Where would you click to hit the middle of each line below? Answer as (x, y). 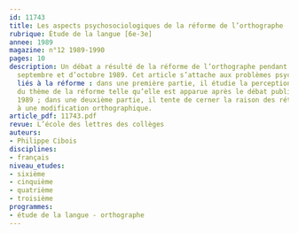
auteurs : (25, 133)
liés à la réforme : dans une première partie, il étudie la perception (154, 83)
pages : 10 (27, 58)
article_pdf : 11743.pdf (53, 116)
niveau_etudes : (37, 166)
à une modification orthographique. (85, 108)
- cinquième (31, 183)
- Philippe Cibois (43, 141)
